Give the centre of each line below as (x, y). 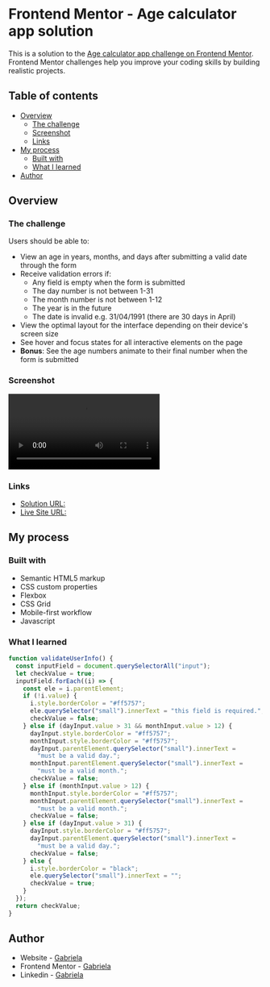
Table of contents (53, 96)
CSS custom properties (59, 586)
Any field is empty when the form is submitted (108, 282)
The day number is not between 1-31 (93, 291)
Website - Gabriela (51, 958)
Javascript (37, 621)
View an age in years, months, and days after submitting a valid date (133, 257)
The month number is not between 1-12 (97, 300)
